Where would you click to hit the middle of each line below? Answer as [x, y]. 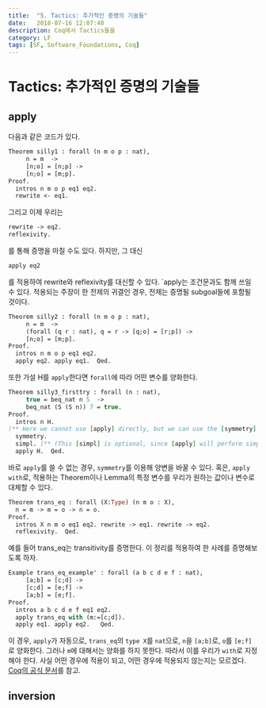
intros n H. [35, 421]
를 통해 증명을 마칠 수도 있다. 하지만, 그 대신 [76, 250]
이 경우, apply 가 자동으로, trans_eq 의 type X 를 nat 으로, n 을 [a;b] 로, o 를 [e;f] [130, 641]
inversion [32, 696]
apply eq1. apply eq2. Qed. [65, 625]
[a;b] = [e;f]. [51, 595]
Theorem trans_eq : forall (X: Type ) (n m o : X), [92, 502]
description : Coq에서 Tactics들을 [62, 30]
